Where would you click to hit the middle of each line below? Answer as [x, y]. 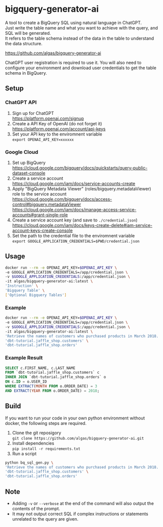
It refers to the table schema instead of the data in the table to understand [80, 38]
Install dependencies [33, 443]
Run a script [24, 453]
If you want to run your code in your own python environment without [75, 418]
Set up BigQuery [29, 163]
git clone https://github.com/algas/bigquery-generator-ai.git [78, 438]
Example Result [24, 358]
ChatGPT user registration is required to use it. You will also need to [73, 62]
